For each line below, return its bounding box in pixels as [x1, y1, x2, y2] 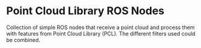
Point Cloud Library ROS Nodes [6, 4, 165, 18]
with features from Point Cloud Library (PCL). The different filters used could [6, 30, 196, 37]
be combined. [6, 36, 41, 43]
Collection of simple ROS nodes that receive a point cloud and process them [6, 24, 195, 31]
